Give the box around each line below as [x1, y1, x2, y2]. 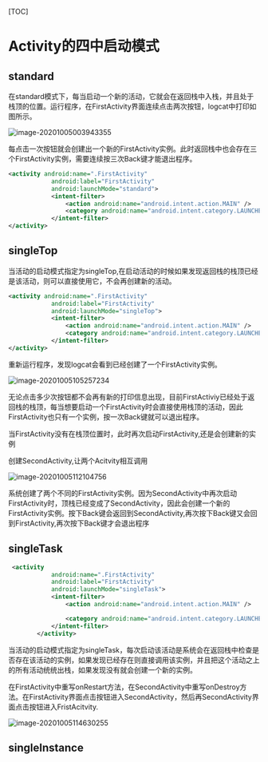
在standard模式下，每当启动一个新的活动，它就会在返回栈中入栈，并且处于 [8, 92, 254, 101]
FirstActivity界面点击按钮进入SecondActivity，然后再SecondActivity [29, 692, 253, 701]
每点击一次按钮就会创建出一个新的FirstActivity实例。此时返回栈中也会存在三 [8, 144, 258, 153]
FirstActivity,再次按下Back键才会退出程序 [14, 518, 150, 528]
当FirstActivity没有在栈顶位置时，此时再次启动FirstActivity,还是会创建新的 [8, 429, 250, 439]
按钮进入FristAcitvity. [29, 702, 98, 712]
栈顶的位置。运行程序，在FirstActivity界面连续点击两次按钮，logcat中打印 [8, 101, 250, 111]
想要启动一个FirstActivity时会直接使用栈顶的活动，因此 [63, 402, 243, 411]
